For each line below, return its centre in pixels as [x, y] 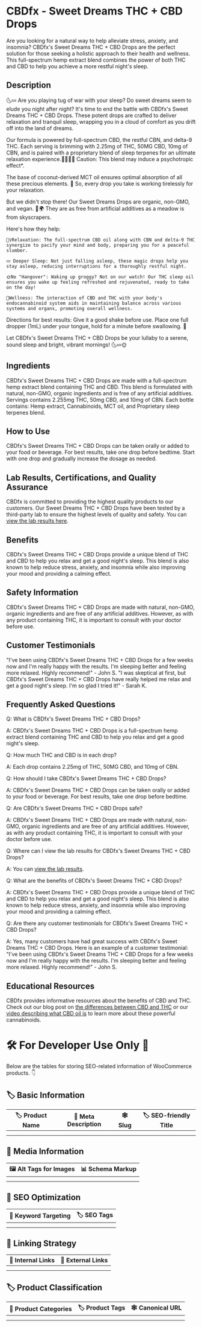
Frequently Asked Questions [61, 705]
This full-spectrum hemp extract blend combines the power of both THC [96, 60]
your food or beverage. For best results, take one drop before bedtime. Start [101, 452]
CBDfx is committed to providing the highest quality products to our [90, 501]
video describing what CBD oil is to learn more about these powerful [91, 1014]
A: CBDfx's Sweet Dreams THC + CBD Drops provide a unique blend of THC [101, 893]
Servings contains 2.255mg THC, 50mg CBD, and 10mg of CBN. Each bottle [100, 399]
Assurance [27, 487]
